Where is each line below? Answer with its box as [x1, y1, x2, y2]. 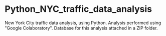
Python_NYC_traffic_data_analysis [5, 3, 152, 15]
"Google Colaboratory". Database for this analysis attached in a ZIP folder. [5, 25, 158, 31]
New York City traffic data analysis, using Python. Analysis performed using [5, 20, 161, 26]
